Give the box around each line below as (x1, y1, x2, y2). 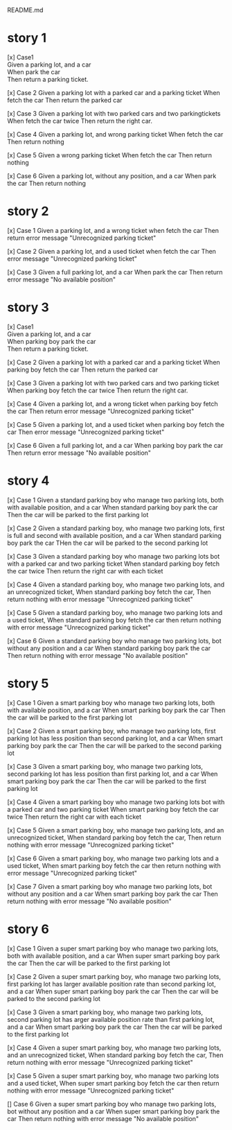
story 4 (7, 473, 50, 488)
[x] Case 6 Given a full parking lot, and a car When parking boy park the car (7, 441, 224, 449)
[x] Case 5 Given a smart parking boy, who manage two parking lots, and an (7, 826, 224, 834)
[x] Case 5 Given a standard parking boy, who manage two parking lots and (7, 608, 223, 616)
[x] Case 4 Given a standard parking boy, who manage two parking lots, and (7, 580, 225, 589)
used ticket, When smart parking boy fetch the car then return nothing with (7, 861, 221, 869)
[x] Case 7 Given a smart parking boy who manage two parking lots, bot (7, 882, 213, 890)
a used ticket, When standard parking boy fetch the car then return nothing (7, 616, 222, 624)
